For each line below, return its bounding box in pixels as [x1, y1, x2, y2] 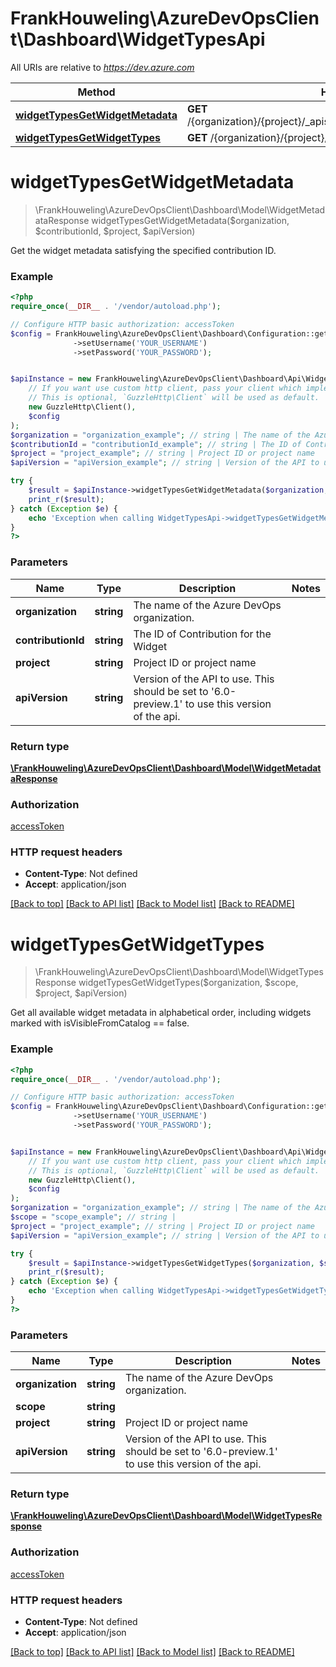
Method [77, 85, 116, 99]
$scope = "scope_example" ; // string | [10, 1212, 177, 1222]
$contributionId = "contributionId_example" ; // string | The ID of [10, 439, 302, 449]
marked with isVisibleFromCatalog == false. [10, 1017, 190, 1029]
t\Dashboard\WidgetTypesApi [10, 28, 266, 51]
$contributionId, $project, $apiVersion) [34, 225, 196, 237]
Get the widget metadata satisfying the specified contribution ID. [10, 244, 277, 256]
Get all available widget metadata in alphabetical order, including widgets [10, 1007, 312, 1019]
